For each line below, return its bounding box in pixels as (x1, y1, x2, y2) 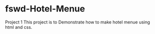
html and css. (5, 24, 32, 30)
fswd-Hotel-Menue (5, 3, 85, 14)
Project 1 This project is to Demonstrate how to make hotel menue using (5, 19, 151, 25)
